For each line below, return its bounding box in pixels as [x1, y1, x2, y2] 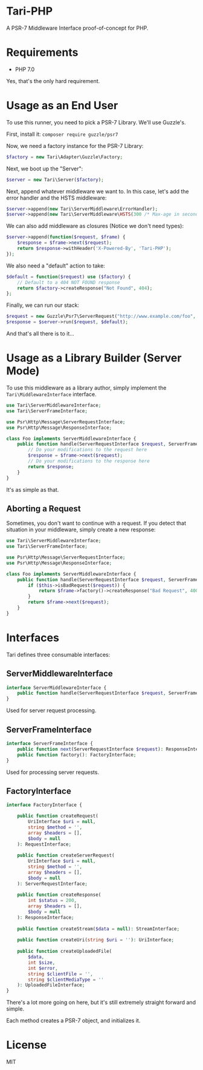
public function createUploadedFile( [17, 948, 112, 955]
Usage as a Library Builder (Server [6, 351, 182, 365]
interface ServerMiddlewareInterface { [6, 684, 107, 691]
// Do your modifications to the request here [28, 447, 147, 453]
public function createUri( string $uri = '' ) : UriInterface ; [17, 937, 174, 943]
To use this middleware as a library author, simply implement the [6, 384, 167, 391]
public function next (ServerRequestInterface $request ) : [17, 746, 164, 752]
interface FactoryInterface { [6, 802, 83, 808]
